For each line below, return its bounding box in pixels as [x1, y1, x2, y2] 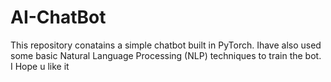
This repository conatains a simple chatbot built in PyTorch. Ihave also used [10, 39, 322, 51]
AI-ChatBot [10, 6, 107, 29]
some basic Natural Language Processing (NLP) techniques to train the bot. [10, 49, 322, 61]
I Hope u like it [10, 60, 70, 72]
